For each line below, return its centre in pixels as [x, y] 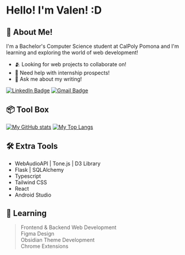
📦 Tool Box [27, 110]
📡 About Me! [30, 32]
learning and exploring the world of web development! [72, 53]
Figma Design [38, 234]
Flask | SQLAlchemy [39, 169]
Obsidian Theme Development [58, 240]
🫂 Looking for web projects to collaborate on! [71, 64]
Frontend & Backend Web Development [69, 227]
